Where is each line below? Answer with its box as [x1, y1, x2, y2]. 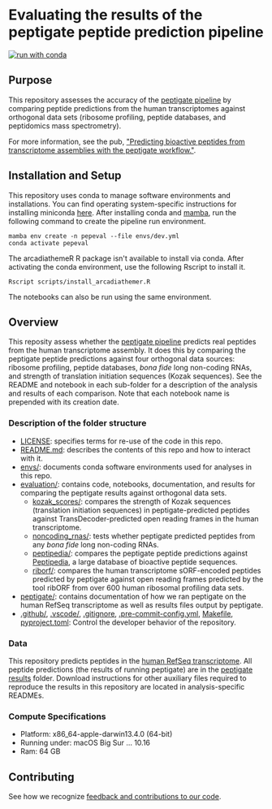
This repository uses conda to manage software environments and [8, 190, 231, 200]
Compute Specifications [8, 711, 107, 722]
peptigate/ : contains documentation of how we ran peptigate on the [19, 591, 247, 601]
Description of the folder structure [8, 417, 147, 429]
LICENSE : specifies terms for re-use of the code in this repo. [19, 436, 223, 446]
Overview [8, 315, 59, 329]
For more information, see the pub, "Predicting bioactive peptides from [8, 136, 245, 146]
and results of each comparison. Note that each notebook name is [8, 388, 230, 399]
